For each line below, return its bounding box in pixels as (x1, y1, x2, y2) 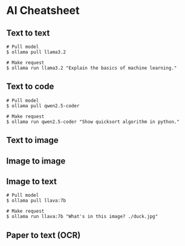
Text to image (6, 135, 59, 145)
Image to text (6, 176, 57, 187)
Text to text (6, 28, 50, 38)
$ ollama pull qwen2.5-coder (6, 102, 80, 109)
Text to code (6, 81, 54, 91)
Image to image (6, 156, 66, 166)
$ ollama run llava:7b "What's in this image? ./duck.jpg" (6, 213, 158, 220)
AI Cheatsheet (6, 4, 80, 18)
